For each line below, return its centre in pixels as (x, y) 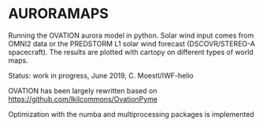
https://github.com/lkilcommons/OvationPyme (83, 99)
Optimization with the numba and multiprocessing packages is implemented (131, 114)
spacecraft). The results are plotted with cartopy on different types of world (131, 52)
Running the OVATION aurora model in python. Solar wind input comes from (131, 35)
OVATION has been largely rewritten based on (83, 90)
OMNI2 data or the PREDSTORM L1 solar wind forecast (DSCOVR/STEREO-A (132, 43)
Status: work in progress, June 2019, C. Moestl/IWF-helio (101, 75)
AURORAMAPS (58, 14)
